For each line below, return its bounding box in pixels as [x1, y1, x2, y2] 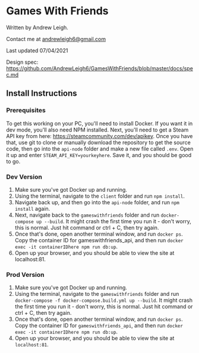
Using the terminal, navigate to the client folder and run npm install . [14, 192, 185, 199]
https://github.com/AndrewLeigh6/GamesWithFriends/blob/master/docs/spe [6, 64, 193, 72]
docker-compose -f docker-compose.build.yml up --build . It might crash [14, 296, 193, 304]
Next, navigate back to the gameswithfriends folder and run [14, 211, 160, 218]
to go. [6, 158, 21, 165]
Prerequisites [6, 106, 46, 114]
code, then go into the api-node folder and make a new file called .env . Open [6, 145, 194, 152]
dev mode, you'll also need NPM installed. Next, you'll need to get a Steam [6, 126, 189, 133]
